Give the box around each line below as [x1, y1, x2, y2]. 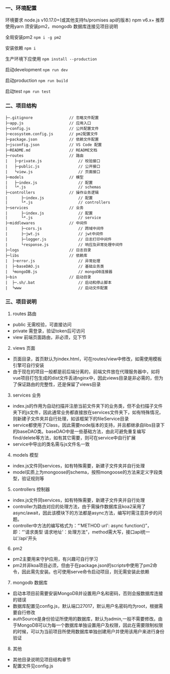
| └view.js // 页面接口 [5, 169, 101, 174]
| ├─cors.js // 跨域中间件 [5, 226, 104, 231]
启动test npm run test [5, 88, 51, 95]
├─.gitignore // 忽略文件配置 [5, 115, 99, 120]
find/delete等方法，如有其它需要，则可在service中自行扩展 [12, 434, 136, 441]
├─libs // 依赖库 [5, 253, 88, 258]
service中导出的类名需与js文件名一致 [12, 441, 90, 447]
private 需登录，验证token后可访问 [12, 327, 86, 334]
